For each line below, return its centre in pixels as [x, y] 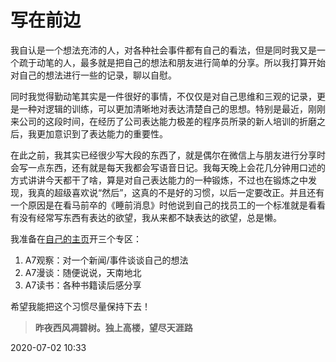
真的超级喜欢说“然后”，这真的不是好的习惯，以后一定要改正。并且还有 [180, 192]
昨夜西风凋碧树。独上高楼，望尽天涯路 [113, 327]
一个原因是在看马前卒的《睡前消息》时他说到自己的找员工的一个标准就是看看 [168, 205]
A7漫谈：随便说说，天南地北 [83, 272]
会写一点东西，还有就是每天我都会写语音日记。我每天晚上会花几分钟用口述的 [168, 167]
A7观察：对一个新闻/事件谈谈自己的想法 [106, 260]
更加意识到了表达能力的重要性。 [102, 133]
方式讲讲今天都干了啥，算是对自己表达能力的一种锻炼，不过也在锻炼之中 [159, 180]
